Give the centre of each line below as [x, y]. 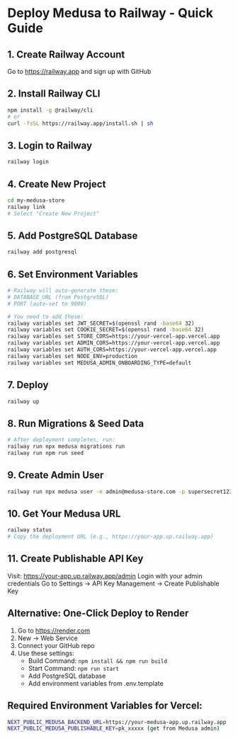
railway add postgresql [42, 252]
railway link [27, 207]
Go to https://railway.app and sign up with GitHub [79, 71]
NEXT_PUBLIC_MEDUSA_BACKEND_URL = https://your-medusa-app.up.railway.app [117, 722]
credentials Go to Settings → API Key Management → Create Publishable [113, 583]
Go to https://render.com [54, 630]
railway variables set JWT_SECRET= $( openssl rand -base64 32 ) [101, 323]
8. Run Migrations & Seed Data [75, 423]
